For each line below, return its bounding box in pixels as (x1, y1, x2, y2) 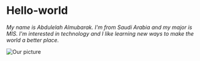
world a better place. (6, 36, 59, 43)
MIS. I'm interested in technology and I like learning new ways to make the (6, 30, 194, 37)
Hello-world (6, 4, 69, 18)
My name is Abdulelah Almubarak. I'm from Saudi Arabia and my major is (6, 24, 193, 31)
